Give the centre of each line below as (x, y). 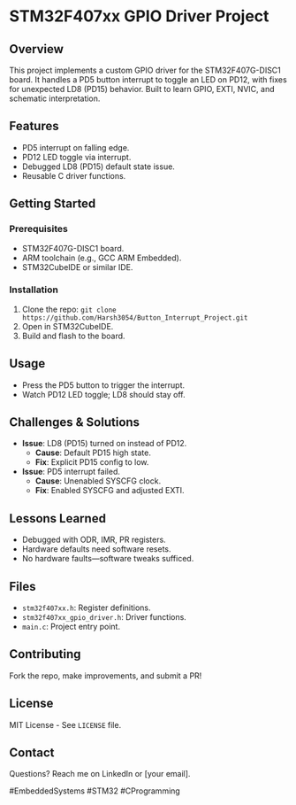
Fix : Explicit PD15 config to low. (92, 462)
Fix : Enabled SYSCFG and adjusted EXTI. (110, 491)
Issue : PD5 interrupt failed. (71, 472)
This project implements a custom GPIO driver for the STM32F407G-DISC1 (145, 70)
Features (34, 126)
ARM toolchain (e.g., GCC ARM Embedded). (102, 258)
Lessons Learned (57, 519)
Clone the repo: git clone (69, 309)
